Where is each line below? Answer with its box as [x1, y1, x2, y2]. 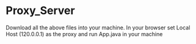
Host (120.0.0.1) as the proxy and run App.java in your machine [5, 30, 163, 37]
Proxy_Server [5, 4, 75, 18]
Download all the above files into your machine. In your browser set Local [5, 24, 191, 31]
